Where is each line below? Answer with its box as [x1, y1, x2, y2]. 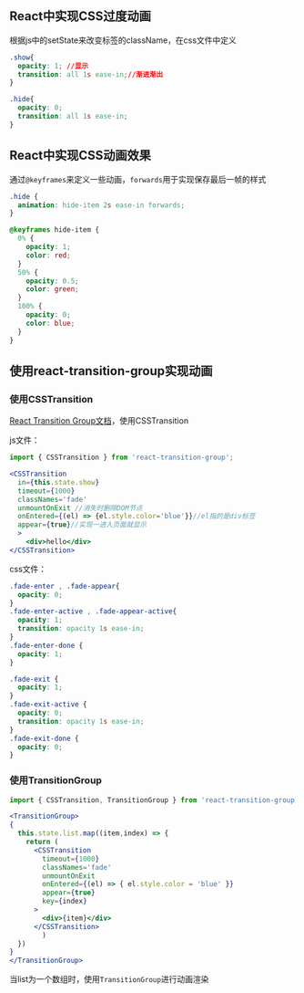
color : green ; [25, 285, 79, 294]
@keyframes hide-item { [9, 225, 100, 235]
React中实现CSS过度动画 [9, 8, 152, 25]
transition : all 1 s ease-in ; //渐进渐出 [17, 69, 164, 79]
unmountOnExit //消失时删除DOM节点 [17, 503, 143, 513]
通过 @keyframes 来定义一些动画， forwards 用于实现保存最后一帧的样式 [9, 173, 267, 184]
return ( [25, 838, 59, 847]
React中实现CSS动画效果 [9, 148, 152, 163]
